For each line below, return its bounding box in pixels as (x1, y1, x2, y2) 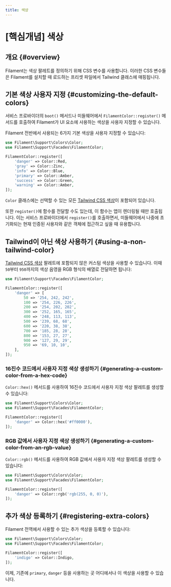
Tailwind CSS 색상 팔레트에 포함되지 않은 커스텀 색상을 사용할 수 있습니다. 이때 (5, 260, 162, 266)
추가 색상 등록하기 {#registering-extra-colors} (5, 511, 150, 520)
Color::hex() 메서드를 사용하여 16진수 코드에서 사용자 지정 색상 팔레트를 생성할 (5, 384, 164, 390)
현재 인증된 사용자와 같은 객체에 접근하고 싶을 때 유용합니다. (22, 221, 141, 227)
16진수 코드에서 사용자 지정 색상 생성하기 (5, 365, 99, 372)
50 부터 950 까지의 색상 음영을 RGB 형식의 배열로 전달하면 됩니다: (5, 266, 132, 272)
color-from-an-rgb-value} (5, 444, 71, 451)
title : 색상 (5, 7, 29, 13)
